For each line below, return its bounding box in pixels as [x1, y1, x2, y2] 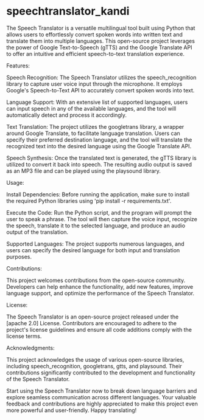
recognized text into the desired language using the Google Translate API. [6, 142, 192, 150]
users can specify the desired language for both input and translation [6, 246, 180, 253]
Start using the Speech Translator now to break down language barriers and [6, 387, 197, 394]
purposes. [6, 253, 32, 260]
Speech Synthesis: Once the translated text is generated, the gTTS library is [6, 154, 197, 162]
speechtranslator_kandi [6, 4, 130, 18]
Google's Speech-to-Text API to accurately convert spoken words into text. [6, 86, 195, 94]
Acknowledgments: [6, 344, 55, 351]
